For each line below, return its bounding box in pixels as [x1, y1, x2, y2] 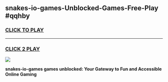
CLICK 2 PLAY [5, 45, 40, 52]
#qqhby [5, 12, 30, 20]
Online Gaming [5, 71, 37, 77]
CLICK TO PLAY [5, 27, 44, 34]
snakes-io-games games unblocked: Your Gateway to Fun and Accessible [5, 66, 162, 72]
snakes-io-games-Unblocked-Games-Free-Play [5, 4, 158, 12]
